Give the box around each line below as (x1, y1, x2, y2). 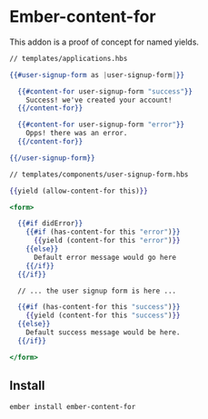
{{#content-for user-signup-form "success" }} (17, 86, 193, 96)
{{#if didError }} (17, 219, 84, 228)
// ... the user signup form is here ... (17, 286, 177, 295)
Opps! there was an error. (25, 129, 128, 138)
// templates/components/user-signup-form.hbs (9, 170, 189, 179)
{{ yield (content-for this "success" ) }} (25, 311, 181, 320)
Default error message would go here (33, 253, 177, 262)
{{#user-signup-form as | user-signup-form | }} (9, 70, 184, 79)
